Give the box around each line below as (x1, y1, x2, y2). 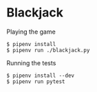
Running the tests (6, 58, 56, 67)
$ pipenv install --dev (6, 72, 75, 79)
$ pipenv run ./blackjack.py (6, 47, 90, 54)
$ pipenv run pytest (6, 78, 66, 85)
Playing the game (6, 27, 56, 36)
